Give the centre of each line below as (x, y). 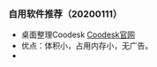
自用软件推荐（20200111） (65, 13)
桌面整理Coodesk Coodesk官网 (78, 35)
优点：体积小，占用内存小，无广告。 (87, 46)
